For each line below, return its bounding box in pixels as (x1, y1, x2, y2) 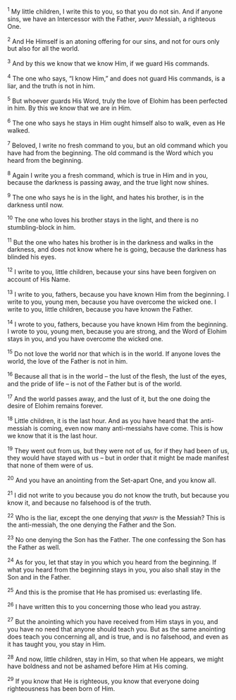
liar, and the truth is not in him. (7, 81, 96, 90)
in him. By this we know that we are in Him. (7, 104, 132, 112)
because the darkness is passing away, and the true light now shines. (7, 178, 209, 187)
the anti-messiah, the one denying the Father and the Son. (7, 521, 177, 529)
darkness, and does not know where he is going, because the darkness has (7, 245, 227, 254)
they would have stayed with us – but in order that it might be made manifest (7, 454, 229, 462)
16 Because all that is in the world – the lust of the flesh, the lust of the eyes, (7, 370, 227, 380)
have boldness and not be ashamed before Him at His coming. (7, 662, 189, 670)
